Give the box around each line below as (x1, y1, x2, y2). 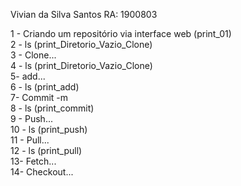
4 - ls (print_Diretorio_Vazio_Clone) (10, 60, 153, 71)
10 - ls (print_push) (10, 124, 88, 135)
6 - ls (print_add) (10, 81, 80, 93)
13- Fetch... (10, 155, 57, 167)
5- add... (10, 70, 46, 82)
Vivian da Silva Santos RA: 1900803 (10, 9, 158, 20)
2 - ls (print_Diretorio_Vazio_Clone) (10, 39, 153, 50)
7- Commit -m (10, 92, 69, 103)
